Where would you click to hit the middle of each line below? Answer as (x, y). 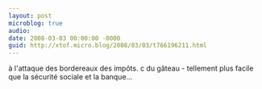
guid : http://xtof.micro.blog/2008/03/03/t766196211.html (108, 46)
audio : (19, 30)
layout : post (30, 16)
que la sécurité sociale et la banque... (71, 77)
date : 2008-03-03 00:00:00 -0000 (64, 38)
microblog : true (35, 23)
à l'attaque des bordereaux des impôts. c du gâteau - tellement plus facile (131, 68)
